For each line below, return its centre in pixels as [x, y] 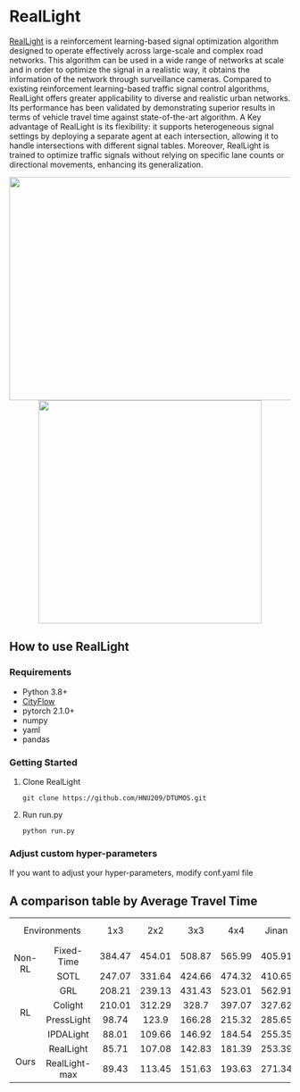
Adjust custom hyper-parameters [83, 853]
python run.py [48, 831]
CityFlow [38, 701]
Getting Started [43, 763]
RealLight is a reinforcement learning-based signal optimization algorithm [144, 41]
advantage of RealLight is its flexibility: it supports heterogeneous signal [142, 126]
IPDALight [68, 1035]
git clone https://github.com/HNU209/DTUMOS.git [114, 798]
